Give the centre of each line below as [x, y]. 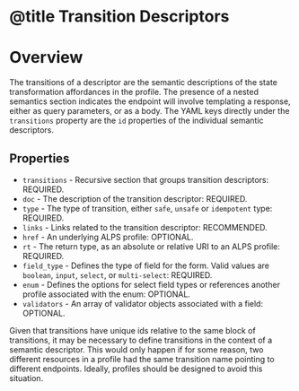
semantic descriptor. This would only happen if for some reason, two [136, 349]
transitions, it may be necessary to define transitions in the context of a [141, 340]
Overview [46, 58]
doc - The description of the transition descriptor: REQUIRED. [135, 198]
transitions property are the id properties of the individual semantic [136, 121]
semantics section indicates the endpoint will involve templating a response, [150, 101]
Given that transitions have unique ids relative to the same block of [132, 330]
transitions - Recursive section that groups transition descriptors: [145, 179]
